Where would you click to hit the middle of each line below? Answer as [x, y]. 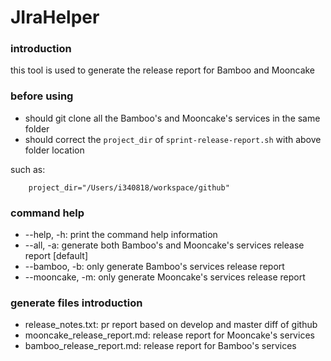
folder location [54, 150]
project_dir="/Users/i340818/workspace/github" [129, 187]
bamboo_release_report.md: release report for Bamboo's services [160, 346]
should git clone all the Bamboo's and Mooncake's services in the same [172, 118]
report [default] [56, 256]
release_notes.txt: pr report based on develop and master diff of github [171, 325]
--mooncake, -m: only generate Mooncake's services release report [165, 277]
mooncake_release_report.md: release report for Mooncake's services [169, 335]
